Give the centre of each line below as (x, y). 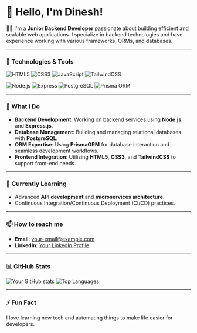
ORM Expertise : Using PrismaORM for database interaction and (92, 144)
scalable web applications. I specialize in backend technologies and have (94, 34)
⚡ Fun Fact (21, 302)
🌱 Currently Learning (36, 184)
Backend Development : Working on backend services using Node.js (98, 119)
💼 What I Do (23, 106)
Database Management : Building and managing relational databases (98, 132)
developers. (21, 324)
